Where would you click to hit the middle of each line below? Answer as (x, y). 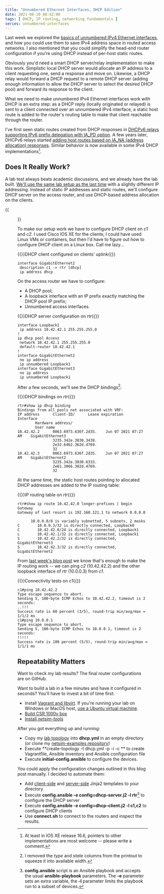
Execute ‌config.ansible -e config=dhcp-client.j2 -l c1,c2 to (85, 805)
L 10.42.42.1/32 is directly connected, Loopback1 (78, 534)
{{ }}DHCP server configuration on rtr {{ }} (58, 316)
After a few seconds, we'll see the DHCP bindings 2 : (70, 387)
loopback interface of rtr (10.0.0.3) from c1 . (61, 571)
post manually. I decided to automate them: (61, 774)
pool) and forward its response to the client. (49, 89)
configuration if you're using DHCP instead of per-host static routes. (74, 53)
